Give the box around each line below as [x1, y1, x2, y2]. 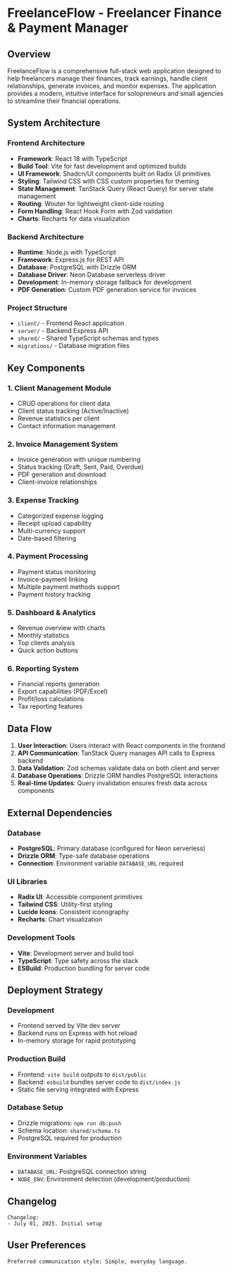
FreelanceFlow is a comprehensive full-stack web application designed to [7, 67, 221, 75]
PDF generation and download [17, 471, 106, 479]
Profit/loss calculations [17, 695, 85, 703]
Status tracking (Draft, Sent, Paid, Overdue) [17, 463, 144, 471]
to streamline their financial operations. [7, 97, 121, 105]
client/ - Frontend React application [17, 319, 125, 327]
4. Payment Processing [7, 552, 89, 562]
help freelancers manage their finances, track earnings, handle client [7, 74, 208, 83]
